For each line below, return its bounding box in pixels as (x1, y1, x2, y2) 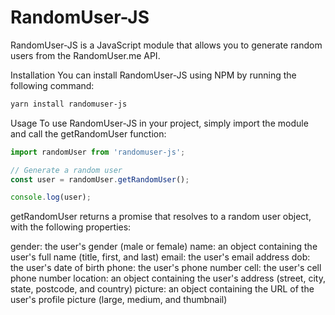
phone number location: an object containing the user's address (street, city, (10, 272, 326, 285)
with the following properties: (10, 221, 132, 233)
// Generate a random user (10, 165, 123, 175)
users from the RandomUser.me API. (10, 49, 161, 61)
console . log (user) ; (10, 192, 92, 203)
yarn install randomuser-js (10, 99, 128, 109)
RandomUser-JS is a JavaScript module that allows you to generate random (10, 39, 323, 51)
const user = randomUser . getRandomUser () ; (10, 174, 190, 185)
